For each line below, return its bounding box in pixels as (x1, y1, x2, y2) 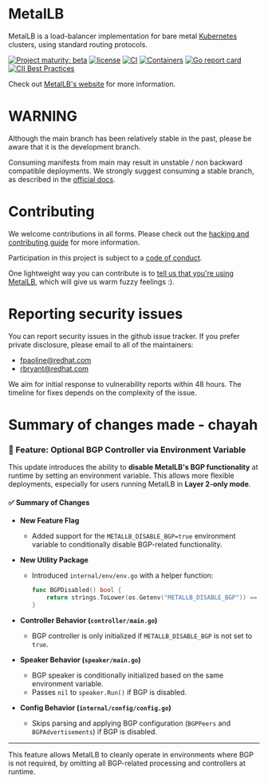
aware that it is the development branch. (8, 141, 141, 152)
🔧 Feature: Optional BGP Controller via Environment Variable (8, 444, 246, 455)
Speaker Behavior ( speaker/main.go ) (19, 655, 141, 665)
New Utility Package (19, 555, 89, 565)
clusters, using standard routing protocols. (8, 39, 148, 49)
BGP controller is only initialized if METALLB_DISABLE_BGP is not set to (31, 631, 253, 641)
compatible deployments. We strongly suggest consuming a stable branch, (8, 165, 254, 176)
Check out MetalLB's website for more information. (8, 79, 176, 89)
